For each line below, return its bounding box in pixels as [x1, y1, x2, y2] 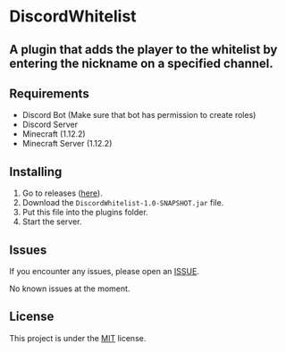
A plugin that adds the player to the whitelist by [9, 42, 278, 57]
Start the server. [21, 216, 82, 227]
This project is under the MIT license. [9, 332, 147, 343]
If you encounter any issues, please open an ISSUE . [9, 266, 199, 277]
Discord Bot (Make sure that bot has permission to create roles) [21, 110, 257, 121]
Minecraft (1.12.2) [21, 129, 87, 139]
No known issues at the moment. [9, 283, 130, 294]
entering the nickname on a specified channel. [9, 55, 274, 71]
